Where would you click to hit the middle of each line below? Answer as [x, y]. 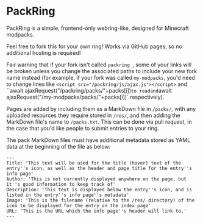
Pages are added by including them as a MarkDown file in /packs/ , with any [101, 108]
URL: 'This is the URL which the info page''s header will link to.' [97, 211]
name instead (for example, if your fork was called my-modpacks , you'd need [101, 77]
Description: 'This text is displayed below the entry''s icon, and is [99, 189]
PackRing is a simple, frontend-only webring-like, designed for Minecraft [98, 28]
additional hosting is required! [44, 52]
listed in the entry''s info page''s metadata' [68, 195]
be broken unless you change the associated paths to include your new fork [101, 71]
